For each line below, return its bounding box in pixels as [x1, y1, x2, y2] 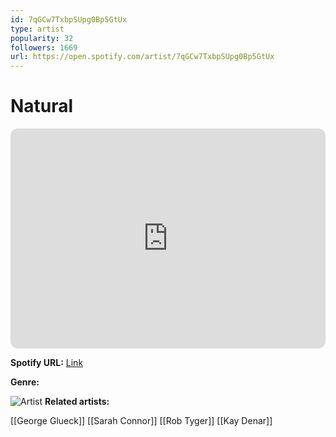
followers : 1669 [10, 42, 78, 53]
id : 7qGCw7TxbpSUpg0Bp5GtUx [10, 14, 128, 25]
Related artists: [44, 396, 110, 408]
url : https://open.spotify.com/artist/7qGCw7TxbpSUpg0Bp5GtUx [10, 52, 275, 62]
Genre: [10, 376, 40, 388]
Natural [10, 95, 74, 118]
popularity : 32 [10, 33, 74, 43]
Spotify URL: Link [10, 357, 84, 369]
